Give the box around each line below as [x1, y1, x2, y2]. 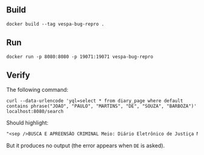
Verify [6, 70, 30, 81]
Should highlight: [6, 119, 49, 126]
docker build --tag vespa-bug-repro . [6, 21, 104, 27]
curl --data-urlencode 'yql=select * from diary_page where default [6, 98, 183, 104]
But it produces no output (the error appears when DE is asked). [6, 142, 165, 150]
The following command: [6, 86, 69, 94]
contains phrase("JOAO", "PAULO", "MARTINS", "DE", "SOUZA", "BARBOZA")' [6, 103, 197, 109]
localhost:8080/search [6, 109, 64, 115]
